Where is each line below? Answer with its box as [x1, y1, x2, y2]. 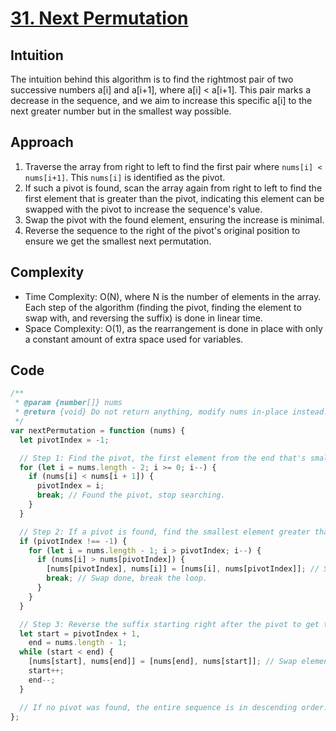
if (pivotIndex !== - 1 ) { [19, 536, 128, 546]
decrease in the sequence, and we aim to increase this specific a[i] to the [10, 95, 313, 106]
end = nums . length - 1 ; [28, 638, 128, 648]
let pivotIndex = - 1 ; [19, 435, 110, 445]
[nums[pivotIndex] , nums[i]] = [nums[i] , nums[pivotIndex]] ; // [46, 564, 320, 574]
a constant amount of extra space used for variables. [24, 333, 244, 345]
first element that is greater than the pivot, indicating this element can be [24, 192, 325, 204]
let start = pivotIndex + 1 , [19, 628, 141, 639]
